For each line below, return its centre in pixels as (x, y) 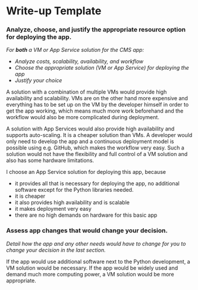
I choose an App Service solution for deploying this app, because (86, 172)
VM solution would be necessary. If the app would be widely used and (92, 268)
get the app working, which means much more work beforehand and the (95, 111)
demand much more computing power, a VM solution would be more (90, 274)
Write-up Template (54, 11)
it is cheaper (30, 196)
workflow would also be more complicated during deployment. (83, 117)
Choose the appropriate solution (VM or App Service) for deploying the (102, 68)
